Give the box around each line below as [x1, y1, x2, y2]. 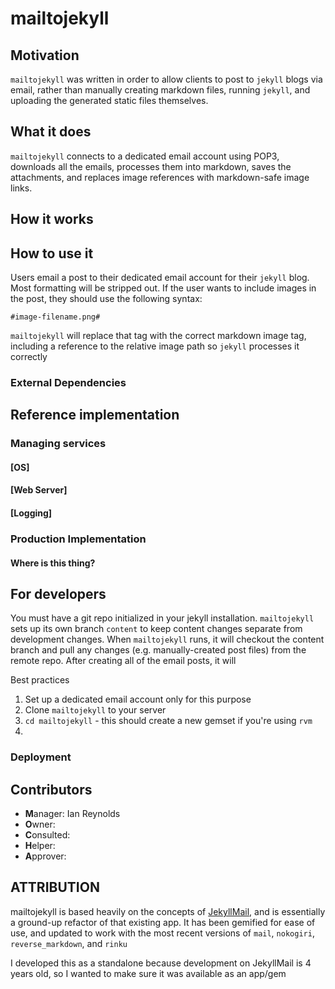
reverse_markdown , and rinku [10, 937, 128, 949]
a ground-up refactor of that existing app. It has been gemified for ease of [10, 916, 316, 928]
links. [10, 182, 33, 194]
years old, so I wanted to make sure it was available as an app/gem [10, 967, 287, 979]
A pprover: [24, 850, 67, 862]
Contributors [10, 781, 93, 798]
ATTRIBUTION [10, 879, 100, 896]
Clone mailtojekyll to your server [24, 704, 167, 716]
